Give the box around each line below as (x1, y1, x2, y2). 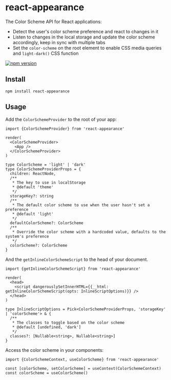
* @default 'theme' (12, 184, 54, 190)
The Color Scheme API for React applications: (5, 18, 102, 25)
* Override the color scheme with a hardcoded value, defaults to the (12, 229, 166, 234)
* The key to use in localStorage (12, 180, 86, 185)
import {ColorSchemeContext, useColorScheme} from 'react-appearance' (5, 357, 159, 362)
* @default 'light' (12, 211, 54, 216)
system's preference (5, 234, 50, 239)
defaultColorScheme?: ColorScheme (10, 220, 83, 226)
